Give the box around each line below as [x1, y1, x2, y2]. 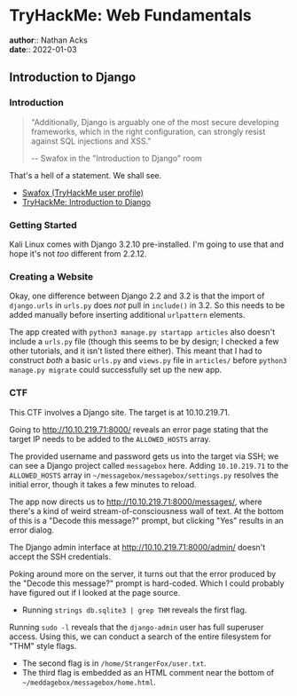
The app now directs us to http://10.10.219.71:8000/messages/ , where [9, 496, 262, 507]
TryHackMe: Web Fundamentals [9, 5, 252, 26]
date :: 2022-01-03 [9, 43, 77, 54]
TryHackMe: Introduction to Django [21, 196, 152, 207]
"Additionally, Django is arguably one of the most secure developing [30, 116, 279, 127]
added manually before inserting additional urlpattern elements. [9, 310, 246, 320]
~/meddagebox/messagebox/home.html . [21, 676, 157, 687]
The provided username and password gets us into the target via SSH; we [9, 450, 279, 462]
